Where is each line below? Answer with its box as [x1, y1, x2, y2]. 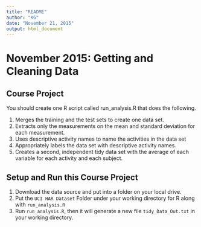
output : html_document [6, 25, 63, 32]
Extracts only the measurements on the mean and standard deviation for [14, 123, 195, 130]
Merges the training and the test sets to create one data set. [14, 116, 164, 124]
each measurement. [14, 129, 65, 136]
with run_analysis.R [14, 201, 65, 208]
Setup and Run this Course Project [6, 172, 138, 182]
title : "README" [6, 8, 47, 15]
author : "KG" [6, 14, 39, 21]
